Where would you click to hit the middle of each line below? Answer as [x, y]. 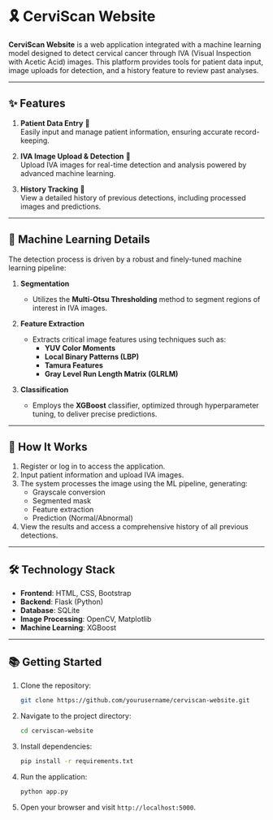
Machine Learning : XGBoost [68, 628]
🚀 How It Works [48, 447]
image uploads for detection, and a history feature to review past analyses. [134, 70]
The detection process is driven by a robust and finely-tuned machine [125, 259]
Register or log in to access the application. [93, 466]
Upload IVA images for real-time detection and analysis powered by [133, 165]
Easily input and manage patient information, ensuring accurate [126, 132]
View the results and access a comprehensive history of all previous [134, 527]
